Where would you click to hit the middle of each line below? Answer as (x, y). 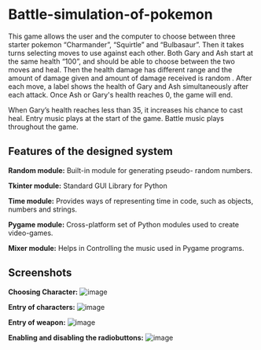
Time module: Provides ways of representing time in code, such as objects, (131, 201)
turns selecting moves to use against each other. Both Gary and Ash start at (131, 53)
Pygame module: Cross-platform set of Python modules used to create (124, 224)
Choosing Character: (43, 292)
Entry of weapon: (37, 322)
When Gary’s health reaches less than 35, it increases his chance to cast (126, 110)
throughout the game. (43, 127)
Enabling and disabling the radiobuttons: (76, 337)
